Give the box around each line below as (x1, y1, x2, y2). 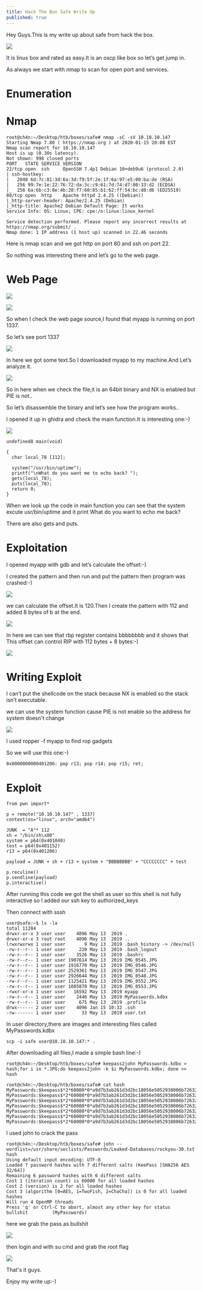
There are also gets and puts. (6, 520, 79, 527)
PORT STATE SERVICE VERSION (6, 160, 82, 166)
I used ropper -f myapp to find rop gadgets (6, 737, 113, 745)
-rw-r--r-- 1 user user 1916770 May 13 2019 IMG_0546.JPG (6, 962, 158, 968)
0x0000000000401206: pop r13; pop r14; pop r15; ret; (6, 761, 144, 767)
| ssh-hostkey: (6, 171, 44, 177)
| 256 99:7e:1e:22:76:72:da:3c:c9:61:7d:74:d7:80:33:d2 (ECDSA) (6, 181, 176, 188)
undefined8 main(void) (6, 438, 63, 444)
